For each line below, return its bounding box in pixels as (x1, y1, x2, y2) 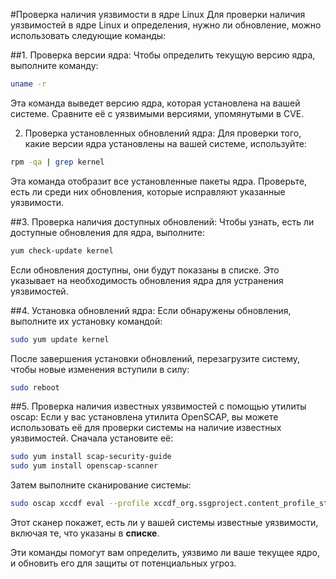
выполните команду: (10, 60, 99, 71)
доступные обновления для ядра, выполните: (10, 226, 206, 238)
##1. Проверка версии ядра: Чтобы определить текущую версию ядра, (10, 49, 316, 61)
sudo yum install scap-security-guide (10, 452, 172, 462)
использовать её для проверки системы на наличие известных (10, 422, 282, 434)
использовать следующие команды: (10, 30, 167, 41)
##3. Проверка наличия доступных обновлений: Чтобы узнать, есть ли (10, 215, 315, 228)
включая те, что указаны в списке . (10, 527, 160, 539)
